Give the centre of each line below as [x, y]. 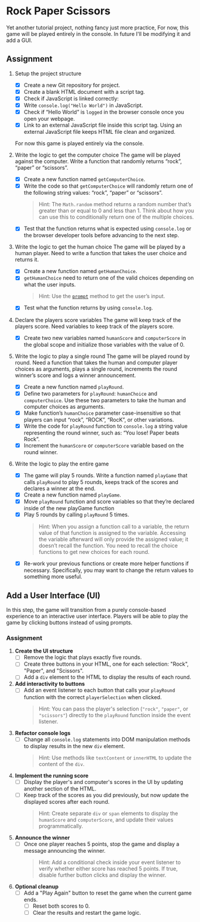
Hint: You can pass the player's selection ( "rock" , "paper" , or [113, 709]
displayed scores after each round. [67, 801]
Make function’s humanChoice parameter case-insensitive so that [102, 413]
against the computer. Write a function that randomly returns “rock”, [98, 161]
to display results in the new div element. [74, 746]
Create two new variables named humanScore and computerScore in [105, 338]
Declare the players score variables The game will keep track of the [98, 320]
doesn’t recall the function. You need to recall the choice [108, 546]
